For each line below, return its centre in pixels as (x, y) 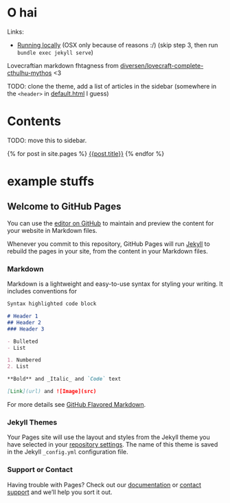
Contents (34, 121)
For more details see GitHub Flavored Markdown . (77, 404)
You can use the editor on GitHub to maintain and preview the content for (111, 223)
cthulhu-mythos (30, 73)
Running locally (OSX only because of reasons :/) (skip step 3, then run (117, 45)
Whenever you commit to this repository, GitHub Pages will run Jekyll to (109, 244)
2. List (18, 367)
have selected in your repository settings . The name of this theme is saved (113, 445)
